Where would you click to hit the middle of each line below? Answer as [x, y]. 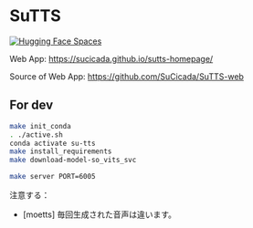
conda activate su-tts [53, 143]
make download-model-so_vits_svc [73, 161]
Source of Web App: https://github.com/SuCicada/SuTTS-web [127, 76]
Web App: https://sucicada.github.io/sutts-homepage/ [111, 58]
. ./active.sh [37, 135]
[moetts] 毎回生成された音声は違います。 [99, 214]
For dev [32, 105]
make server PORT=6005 [53, 177]
